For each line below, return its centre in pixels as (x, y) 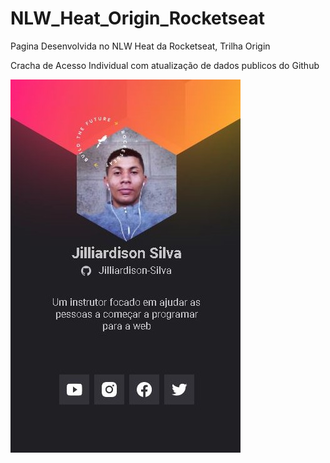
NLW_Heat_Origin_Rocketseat (137, 18)
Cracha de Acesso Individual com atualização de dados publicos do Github (165, 65)
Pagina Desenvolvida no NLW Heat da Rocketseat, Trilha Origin (140, 46)
